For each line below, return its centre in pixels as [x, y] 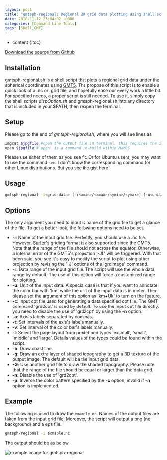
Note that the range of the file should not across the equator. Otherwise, [86, 248]
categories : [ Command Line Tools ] [41, 24]
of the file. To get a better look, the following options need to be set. [75, 228]
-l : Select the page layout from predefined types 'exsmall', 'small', [80, 333]
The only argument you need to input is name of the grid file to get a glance [83, 223]
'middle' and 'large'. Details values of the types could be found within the [87, 338]
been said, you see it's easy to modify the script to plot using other [81, 259]
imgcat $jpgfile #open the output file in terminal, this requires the [81, 143]
